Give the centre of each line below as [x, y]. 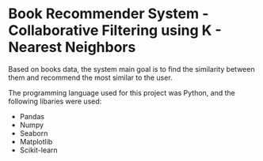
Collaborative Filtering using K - [115, 30]
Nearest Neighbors [72, 47]
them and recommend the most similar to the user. [90, 77]
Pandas [32, 116]
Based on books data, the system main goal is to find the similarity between [131, 69]
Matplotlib [36, 141]
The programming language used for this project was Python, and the [122, 92]
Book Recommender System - [109, 14]
